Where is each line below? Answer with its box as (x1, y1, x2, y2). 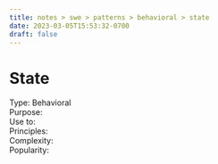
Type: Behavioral (9, 97, 71, 108)
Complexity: (9, 135, 54, 146)
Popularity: (9, 144, 49, 156)
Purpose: (9, 107, 43, 118)
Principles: (9, 126, 48, 136)
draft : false (9, 29, 58, 38)
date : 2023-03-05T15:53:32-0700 (9, 21, 130, 30)
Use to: (9, 117, 36, 127)
